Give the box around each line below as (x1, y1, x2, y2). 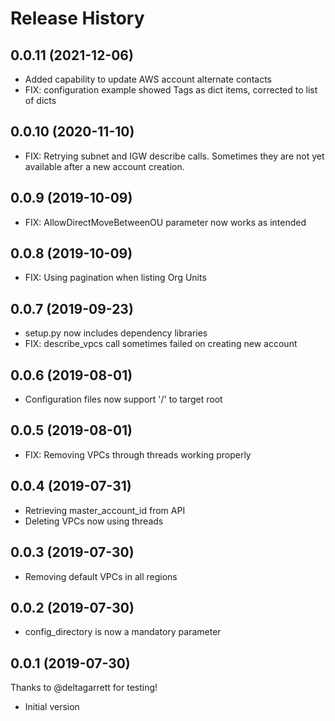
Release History (10, 7, 145, 30)
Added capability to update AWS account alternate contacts (24, 73, 272, 85)
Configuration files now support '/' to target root (24, 393, 223, 406)
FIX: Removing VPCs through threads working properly (24, 448, 252, 461)
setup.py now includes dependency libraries (24, 327, 208, 339)
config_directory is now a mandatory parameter (24, 626, 222, 638)
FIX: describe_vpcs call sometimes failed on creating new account (24, 338, 298, 350)
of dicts (24, 95, 57, 106)
